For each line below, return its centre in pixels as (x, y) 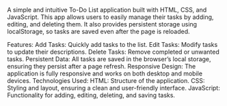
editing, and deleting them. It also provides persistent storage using (102, 24)
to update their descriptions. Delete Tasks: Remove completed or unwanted (113, 52)
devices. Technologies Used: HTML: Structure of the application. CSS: (106, 81)
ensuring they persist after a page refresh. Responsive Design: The (102, 66)
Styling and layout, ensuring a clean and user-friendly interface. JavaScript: (113, 88)
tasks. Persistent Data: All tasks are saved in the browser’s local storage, (109, 59)
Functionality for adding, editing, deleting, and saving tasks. (91, 95)
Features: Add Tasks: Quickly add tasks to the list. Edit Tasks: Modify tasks (112, 45)
